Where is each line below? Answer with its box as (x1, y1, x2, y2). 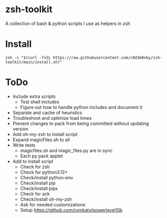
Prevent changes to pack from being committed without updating (12, 120, 149, 126)
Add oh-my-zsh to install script (12, 131, 78, 137)
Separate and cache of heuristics (12, 110, 82, 116)
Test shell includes (20, 98, 59, 105)
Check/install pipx (20, 185, 58, 192)
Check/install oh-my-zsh (20, 196, 72, 202)
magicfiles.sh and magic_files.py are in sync (20, 147, 113, 153)
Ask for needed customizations (20, 201, 86, 207)
